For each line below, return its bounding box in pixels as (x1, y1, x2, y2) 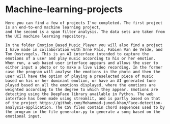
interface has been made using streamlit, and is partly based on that (5, 96, 160, 101)
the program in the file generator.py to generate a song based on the (5, 109, 160, 114)
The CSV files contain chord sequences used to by (55, 105, 165, 110)
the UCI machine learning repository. (5, 34, 88, 39)
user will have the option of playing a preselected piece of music (5, 74, 154, 79)
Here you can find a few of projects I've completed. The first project (5, 20, 163, 25)
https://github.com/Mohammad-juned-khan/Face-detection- (39, 100, 163, 105)
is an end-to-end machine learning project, (5, 24, 101, 30)
